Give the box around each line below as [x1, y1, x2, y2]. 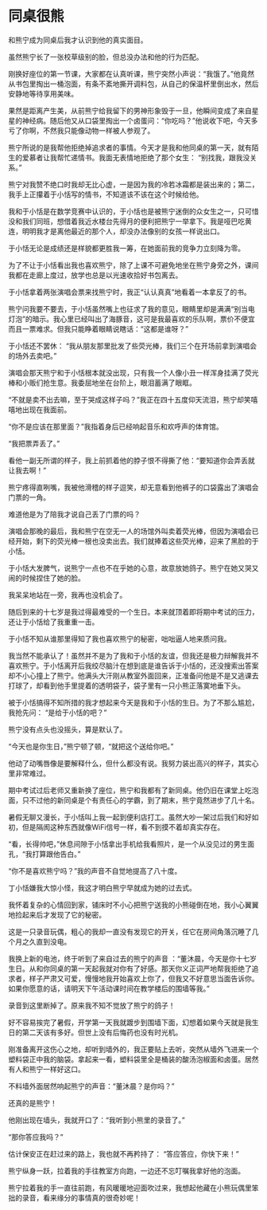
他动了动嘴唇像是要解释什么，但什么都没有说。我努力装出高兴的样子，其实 [8, 758, 252, 768]
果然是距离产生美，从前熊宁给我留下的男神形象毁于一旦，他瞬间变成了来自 [8, 105, 252, 116]
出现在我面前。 [21, 404, 72, 414]
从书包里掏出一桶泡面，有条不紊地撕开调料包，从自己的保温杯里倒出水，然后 [8, 79, 259, 88]
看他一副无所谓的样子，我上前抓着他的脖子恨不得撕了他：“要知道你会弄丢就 [8, 455, 256, 465]
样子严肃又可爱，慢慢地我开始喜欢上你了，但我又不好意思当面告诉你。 [29, 973, 259, 983]
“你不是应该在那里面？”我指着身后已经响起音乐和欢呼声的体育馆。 [8, 422, 224, 431]
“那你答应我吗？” [8, 1132, 64, 1141]
